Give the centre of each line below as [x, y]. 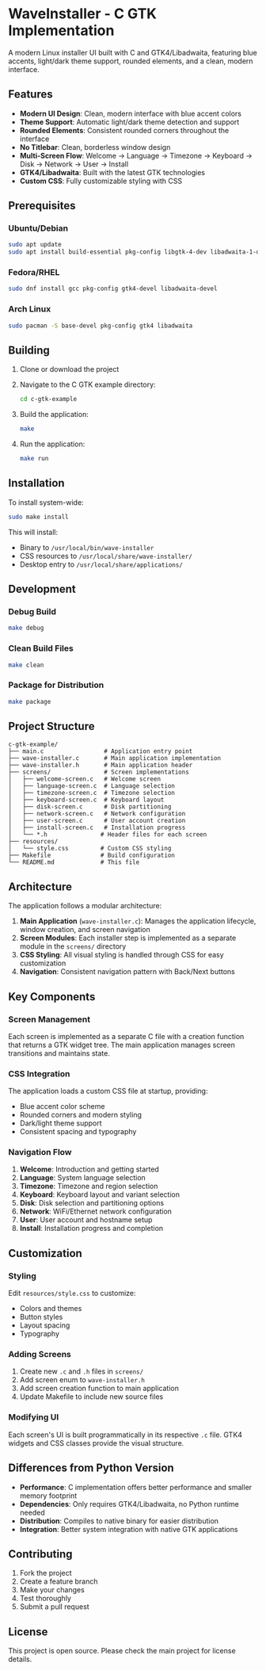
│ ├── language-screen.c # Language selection [92, 786]
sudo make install [38, 517]
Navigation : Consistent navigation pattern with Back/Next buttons [127, 972]
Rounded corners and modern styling [81, 1115]
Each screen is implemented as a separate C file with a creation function [126, 1036]
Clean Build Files [41, 648]
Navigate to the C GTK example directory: [87, 384]
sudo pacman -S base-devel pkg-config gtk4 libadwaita [101, 326]
